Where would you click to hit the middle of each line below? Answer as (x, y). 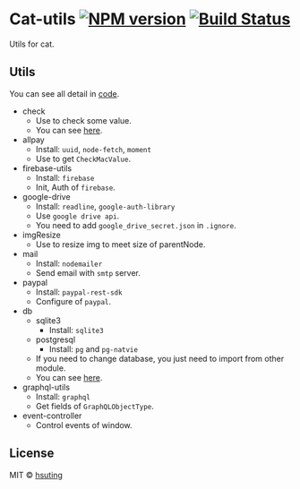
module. (51, 368)
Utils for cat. (32, 44)
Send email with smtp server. (88, 272)
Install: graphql (63, 396)
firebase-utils (47, 168)
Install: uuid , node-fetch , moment (94, 149)
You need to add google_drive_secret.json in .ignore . (136, 225)
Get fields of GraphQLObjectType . (95, 406)
